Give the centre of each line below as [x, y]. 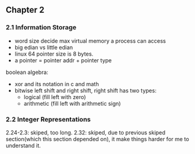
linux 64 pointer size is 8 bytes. [54, 54]
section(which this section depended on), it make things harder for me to [97, 139]
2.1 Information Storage [41, 28]
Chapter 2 [25, 10]
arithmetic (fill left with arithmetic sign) [72, 103]
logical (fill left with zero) [55, 97]
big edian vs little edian [44, 47]
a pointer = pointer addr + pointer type [63, 60]
